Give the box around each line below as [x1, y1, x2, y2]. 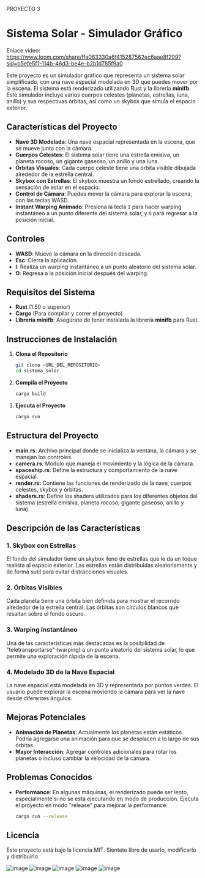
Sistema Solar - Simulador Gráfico [6, 27, 183, 40]
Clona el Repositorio [15, 350, 69, 358]
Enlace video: [6, 46, 41, 54]
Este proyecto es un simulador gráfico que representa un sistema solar [6, 72, 185, 79]
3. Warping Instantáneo [6, 625, 78, 634]
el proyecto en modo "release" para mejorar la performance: [15, 801, 168, 809]
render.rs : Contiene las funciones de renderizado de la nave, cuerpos [15, 479, 192, 487]
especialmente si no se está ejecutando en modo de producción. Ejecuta [15, 795, 199, 802]
